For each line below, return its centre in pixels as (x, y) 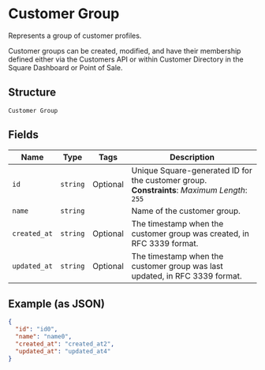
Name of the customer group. (186, 211)
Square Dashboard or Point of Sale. (65, 67)
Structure (32, 93)
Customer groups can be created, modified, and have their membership (125, 50)
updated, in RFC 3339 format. (187, 275)
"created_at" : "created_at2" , (65, 344)
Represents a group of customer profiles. (75, 36)
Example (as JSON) (56, 303)
